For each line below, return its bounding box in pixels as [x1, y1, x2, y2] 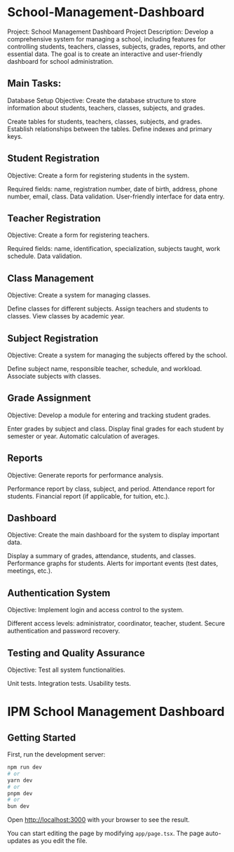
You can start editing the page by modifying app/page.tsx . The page [7, 829, 205, 838]
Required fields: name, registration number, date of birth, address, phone [7, 184, 218, 193]
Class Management [7, 272, 95, 284]
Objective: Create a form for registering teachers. [7, 231, 150, 239]
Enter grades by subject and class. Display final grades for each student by [7, 424, 224, 433]
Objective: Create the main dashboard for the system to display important [7, 531, 219, 539]
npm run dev [7, 764, 42, 771]
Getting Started [7, 731, 76, 743]
